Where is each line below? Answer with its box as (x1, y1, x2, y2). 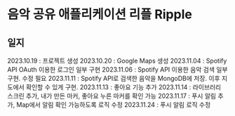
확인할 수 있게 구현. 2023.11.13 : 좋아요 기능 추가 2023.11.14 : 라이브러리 (25, 83, 222, 91)
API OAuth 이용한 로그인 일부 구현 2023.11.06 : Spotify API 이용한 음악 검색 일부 (7, 65, 228, 74)
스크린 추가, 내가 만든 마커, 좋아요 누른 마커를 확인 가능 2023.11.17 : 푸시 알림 (7, 92, 216, 100)
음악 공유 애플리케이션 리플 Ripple (7, 6, 193, 22)
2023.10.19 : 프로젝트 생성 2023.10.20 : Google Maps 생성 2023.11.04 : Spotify (7, 57, 227, 65)
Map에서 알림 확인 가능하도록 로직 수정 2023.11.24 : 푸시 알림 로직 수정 (16, 101, 211, 109)
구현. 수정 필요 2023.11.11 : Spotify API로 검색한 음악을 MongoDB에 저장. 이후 (7, 75, 220, 82)
